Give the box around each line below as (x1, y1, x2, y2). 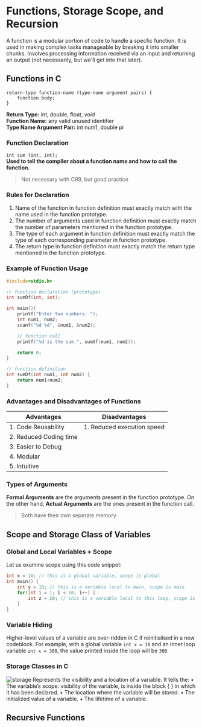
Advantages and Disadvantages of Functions (6, 397, 141, 405)
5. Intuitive (9, 462, 39, 471)
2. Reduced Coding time (9, 433, 78, 441)
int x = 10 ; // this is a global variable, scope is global (6, 573, 161, 579)
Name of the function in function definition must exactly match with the (14, 204, 192, 212)
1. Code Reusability (9, 423, 65, 432)
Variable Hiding (6, 621, 52, 629)
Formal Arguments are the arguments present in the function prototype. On (6, 494, 195, 501)
